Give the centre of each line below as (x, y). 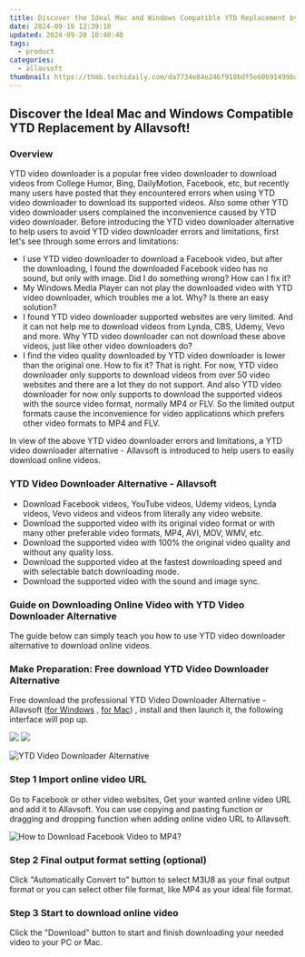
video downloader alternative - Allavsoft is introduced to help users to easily (152, 450)
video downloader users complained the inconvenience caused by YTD (143, 212)
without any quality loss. (68, 552)
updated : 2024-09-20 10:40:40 (67, 35)
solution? (39, 307)
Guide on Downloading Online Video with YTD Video (127, 604)
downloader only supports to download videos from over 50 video (146, 375)
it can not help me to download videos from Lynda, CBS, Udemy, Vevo (153, 327)
